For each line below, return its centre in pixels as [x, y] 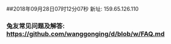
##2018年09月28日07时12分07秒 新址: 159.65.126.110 [73, 9]
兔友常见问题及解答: [36, 26]
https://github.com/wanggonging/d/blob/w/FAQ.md [85, 34]
